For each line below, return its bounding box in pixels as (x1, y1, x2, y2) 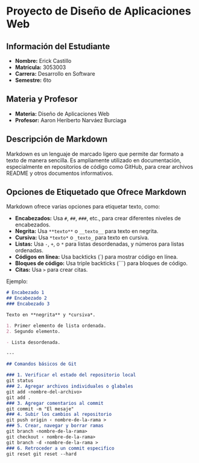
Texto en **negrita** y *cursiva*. (6, 312, 96, 318)
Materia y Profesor (6, 94, 78, 104)
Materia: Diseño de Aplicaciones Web (14, 110, 110, 117)
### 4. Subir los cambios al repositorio (6, 412, 112, 418)
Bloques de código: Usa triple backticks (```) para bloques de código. (14, 260, 188, 267)
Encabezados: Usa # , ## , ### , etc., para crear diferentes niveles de (14, 215, 181, 222)
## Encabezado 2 (6, 295, 47, 301)
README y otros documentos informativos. (6, 169, 113, 177)
